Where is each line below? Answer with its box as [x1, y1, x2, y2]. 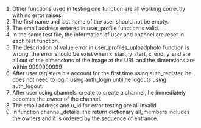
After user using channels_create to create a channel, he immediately [12, 89, 186, 96]
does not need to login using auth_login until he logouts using [12, 76, 166, 83]
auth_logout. [12, 83, 44, 90]
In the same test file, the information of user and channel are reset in [12, 31, 185, 38]
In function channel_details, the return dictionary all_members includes [12, 109, 190, 115]
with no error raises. [12, 12, 63, 19]
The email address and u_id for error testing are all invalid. [12, 102, 158, 109]
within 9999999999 [12, 63, 62, 70]
